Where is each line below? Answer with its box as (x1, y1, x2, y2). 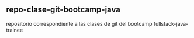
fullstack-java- (153, 20, 189, 27)
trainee (6, 26, 23, 33)
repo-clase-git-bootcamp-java (6, 5, 121, 15)
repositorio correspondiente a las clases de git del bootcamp (6, 20, 153, 27)
